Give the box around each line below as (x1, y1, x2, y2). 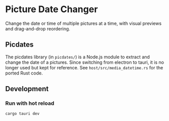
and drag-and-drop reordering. (5, 25, 71, 31)
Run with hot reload (5, 100, 54, 107)
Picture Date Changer (5, 4, 98, 15)
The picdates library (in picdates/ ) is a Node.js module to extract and (5, 54, 150, 60)
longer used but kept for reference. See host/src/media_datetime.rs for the (5, 64, 163, 70)
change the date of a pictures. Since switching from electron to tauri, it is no (5, 59, 164, 65)
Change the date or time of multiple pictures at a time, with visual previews (5, 20, 162, 26)
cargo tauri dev (5, 111, 40, 116)
